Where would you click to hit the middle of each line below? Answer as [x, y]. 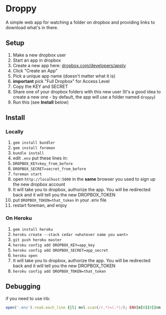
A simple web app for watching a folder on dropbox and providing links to [80, 22]
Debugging [23, 287]
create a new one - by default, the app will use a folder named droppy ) [84, 97]
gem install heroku [33, 229]
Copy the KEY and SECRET [40, 86]
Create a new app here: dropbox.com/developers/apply [69, 65]
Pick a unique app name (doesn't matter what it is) [64, 76]
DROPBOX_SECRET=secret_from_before [49, 169]
